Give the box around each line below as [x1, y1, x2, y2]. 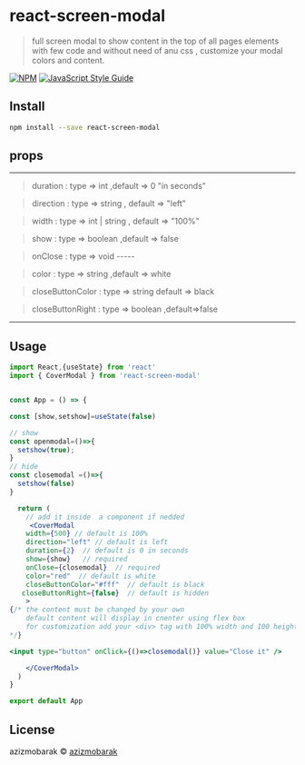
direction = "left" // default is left [25, 538, 169, 547]
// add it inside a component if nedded [25, 512, 184, 522]
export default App [9, 697, 84, 706]
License [9, 721, 55, 737]
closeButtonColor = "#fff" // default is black [25, 580, 205, 589]
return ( [17, 503, 51, 513]
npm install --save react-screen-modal [9, 123, 161, 132]
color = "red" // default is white [25, 571, 156, 581]
